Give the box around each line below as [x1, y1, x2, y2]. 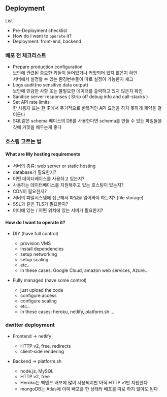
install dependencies [20, 246, 64, 252]
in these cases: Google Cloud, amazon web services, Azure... [20, 267, 149, 273]
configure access [20, 292, 57, 299]
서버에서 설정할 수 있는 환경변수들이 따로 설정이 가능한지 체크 [12, 76, 133, 82]
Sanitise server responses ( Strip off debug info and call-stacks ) [12, 94, 148, 100]
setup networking [20, 251, 57, 257]
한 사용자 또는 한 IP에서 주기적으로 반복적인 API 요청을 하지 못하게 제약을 [12, 105, 156, 111]
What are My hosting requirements [5, 151, 81, 157]
